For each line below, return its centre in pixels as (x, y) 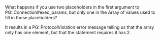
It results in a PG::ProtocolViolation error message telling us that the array (80, 27)
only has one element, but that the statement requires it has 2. (68, 32)
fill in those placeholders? (31, 18)
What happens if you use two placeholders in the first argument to (72, 7)
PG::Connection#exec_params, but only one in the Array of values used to (80, 12)
